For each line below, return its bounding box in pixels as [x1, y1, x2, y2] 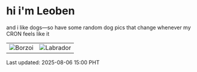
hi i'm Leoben [6, 4, 75, 18]
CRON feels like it [6, 30, 50, 37]
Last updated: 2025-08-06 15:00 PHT [6, 58, 100, 66]
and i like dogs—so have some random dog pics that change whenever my [6, 24, 191, 31]
